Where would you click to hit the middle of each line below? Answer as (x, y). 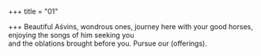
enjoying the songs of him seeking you (71, 35)
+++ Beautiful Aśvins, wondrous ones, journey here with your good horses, (130, 26)
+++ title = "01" (33, 11)
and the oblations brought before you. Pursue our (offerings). (108, 43)
